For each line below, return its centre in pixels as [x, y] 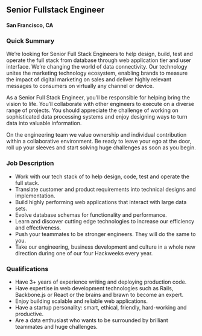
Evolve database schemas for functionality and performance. [91, 215]
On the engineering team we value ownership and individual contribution [96, 135]
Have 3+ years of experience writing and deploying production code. [101, 282]
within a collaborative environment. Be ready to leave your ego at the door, [99, 142]
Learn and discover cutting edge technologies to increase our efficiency [105, 221]
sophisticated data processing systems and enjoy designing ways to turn [97, 117]
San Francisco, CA [30, 25]
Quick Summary [30, 40]
